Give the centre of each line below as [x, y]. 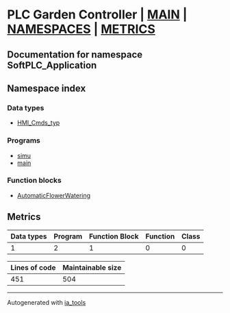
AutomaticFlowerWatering [54, 195]
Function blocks [34, 180]
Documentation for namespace [75, 54]
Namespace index [47, 88]
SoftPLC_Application [52, 65]
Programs [24, 140]
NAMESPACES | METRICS [81, 29]
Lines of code [33, 267]
